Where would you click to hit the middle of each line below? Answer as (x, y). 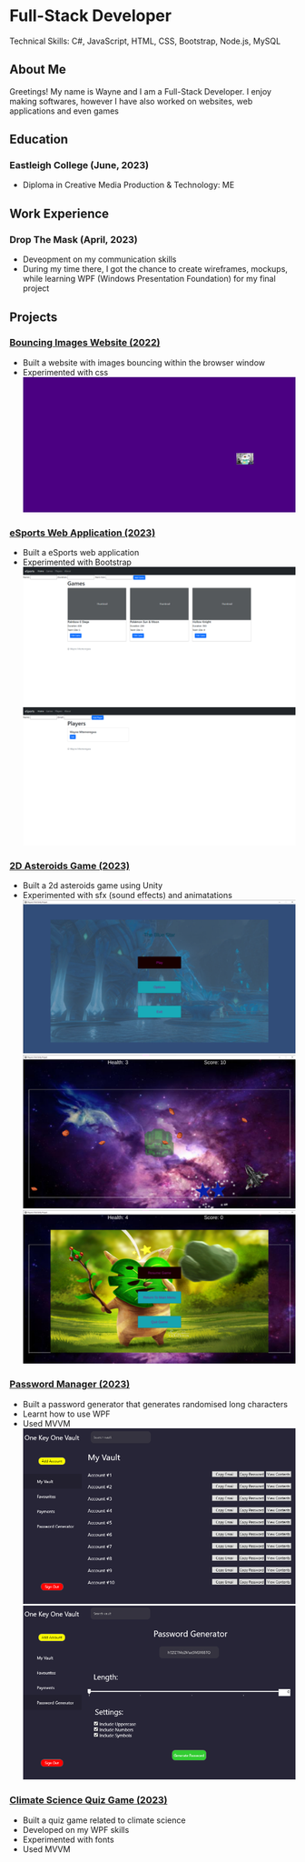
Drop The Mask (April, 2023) (74, 239)
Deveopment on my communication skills (99, 259)
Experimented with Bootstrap (77, 562)
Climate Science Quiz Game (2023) (89, 1800)
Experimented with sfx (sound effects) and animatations (128, 895)
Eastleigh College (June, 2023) (79, 165)
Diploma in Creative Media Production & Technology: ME (128, 185)
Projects (34, 317)
